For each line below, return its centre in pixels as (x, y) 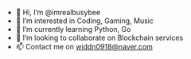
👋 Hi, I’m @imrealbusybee (58, 12)
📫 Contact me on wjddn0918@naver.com (84, 47)
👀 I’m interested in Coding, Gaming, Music (84, 21)
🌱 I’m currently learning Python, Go (73, 29)
